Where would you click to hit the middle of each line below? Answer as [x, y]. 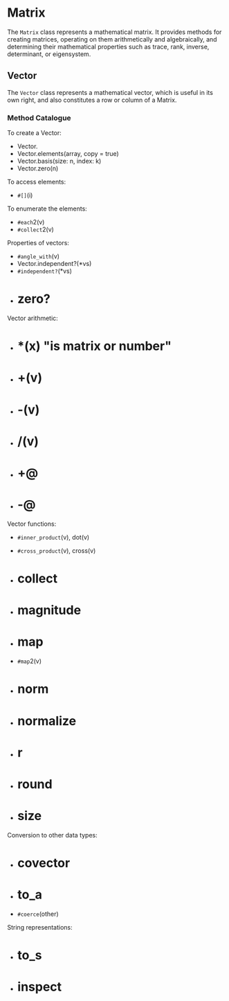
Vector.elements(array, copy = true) [68, 154]
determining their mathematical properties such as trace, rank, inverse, [108, 46]
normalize [47, 721]
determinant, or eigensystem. [49, 54]
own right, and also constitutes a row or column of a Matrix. [92, 100]
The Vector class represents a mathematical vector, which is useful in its [110, 92]
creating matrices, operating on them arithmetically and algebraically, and [112, 39]
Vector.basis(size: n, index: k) [59, 161]
